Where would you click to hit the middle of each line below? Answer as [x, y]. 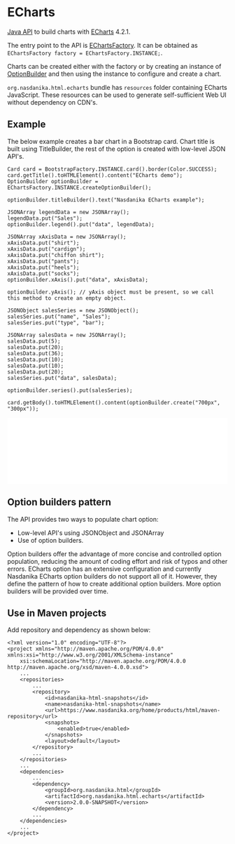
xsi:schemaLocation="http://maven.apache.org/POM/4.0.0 [103, 661]
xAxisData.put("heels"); [43, 268]
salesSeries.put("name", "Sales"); [59, 317]
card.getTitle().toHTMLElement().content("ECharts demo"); [95, 175]
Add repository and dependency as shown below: [79, 630]
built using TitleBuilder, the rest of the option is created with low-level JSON [116, 149]
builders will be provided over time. [58, 591]
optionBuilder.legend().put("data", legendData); [81, 224]
